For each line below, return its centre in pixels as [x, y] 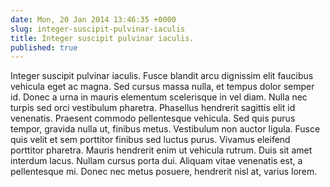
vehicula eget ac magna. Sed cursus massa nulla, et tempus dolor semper [162, 87]
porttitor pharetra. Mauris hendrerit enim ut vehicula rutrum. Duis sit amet [161, 150]
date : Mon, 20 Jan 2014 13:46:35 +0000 [93, 19]
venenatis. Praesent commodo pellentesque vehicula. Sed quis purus [153, 118]
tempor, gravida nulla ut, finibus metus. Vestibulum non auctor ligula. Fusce [165, 129]
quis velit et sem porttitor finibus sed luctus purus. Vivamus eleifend [150, 140]
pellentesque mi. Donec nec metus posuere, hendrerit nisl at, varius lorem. [164, 172]
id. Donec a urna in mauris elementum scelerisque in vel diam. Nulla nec [159, 97]
